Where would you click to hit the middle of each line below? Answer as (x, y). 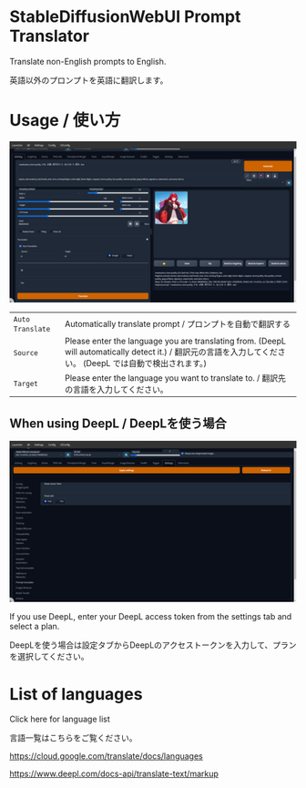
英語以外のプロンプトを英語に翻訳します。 (89, 80)
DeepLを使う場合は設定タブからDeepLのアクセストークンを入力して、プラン (153, 645)
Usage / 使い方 (65, 121)
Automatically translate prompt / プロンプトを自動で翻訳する (178, 324)
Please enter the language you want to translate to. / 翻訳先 (176, 378)
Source (25, 353)
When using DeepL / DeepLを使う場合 (118, 423)
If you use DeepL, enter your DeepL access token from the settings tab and (151, 617)
